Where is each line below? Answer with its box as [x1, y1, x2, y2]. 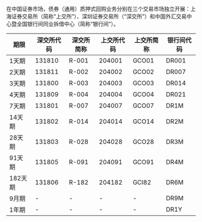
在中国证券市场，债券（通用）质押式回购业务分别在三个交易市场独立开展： [6, 5, 191, 12]
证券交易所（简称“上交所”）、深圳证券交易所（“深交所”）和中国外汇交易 [11, 13, 187, 20]
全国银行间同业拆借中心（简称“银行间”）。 [16, 20, 119, 27]
